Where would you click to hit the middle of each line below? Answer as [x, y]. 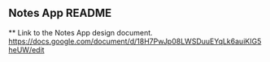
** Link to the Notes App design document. [81, 32]
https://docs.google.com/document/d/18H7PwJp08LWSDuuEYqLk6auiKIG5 [135, 41]
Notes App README [60, 13]
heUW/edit [26, 50]
